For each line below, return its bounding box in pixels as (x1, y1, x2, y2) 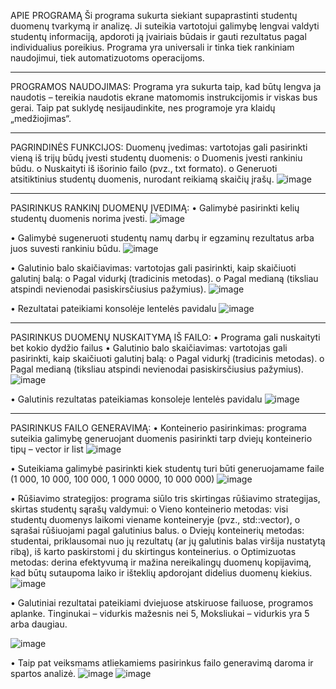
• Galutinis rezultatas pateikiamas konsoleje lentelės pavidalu (10, 393, 263, 405)
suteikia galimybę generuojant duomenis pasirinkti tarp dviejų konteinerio (10, 433, 313, 444)
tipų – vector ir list (10, 443, 84, 455)
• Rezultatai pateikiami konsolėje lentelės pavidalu (10, 303, 217, 314)
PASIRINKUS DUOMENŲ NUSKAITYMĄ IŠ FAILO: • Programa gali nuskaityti (10, 331, 321, 343)
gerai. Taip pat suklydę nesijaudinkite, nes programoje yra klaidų (10, 102, 276, 114)
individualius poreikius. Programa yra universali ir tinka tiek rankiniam (10, 41, 295, 53)
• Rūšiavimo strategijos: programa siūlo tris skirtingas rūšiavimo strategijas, (10, 493, 321, 504)
